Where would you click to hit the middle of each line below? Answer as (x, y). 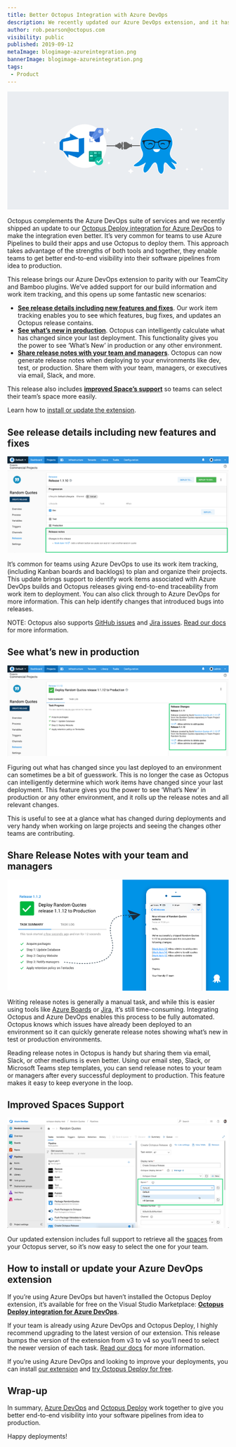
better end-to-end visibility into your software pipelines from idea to (105, 1415)
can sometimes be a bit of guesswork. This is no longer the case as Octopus (118, 775)
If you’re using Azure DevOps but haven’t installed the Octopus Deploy (110, 1296)
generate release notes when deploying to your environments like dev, (119, 361)
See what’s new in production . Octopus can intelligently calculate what (121, 330)
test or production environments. (55, 1039)
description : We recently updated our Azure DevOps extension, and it (113, 22)
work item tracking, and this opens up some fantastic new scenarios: (107, 294)
